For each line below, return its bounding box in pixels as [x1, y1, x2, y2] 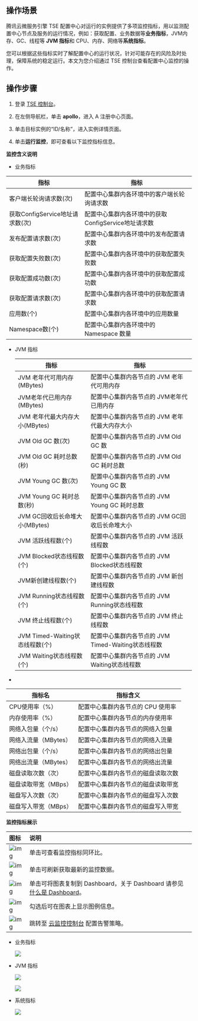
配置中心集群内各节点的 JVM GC [90, 512, 181, 520]
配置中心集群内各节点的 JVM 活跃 [90, 532, 184, 540]
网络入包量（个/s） [9, 725, 62, 733]
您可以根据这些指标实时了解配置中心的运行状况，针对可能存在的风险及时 [6, 50, 181, 57]
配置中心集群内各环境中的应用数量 [84, 309, 179, 318]
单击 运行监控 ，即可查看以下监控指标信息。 [14, 138, 118, 145]
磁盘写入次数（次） [9, 791, 63, 799]
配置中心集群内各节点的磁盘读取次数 [78, 769, 179, 777]
